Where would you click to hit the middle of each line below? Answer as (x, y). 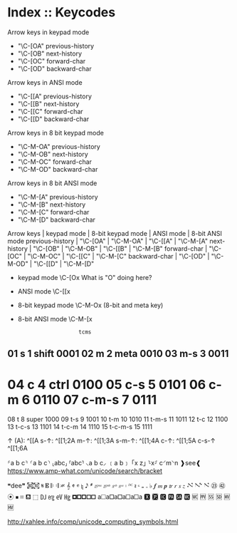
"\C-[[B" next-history (48, 103)
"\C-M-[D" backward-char (57, 219)
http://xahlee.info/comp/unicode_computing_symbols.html (93, 522)
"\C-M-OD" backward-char (58, 169)
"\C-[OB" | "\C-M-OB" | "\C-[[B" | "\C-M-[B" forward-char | (120, 248)
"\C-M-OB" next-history (53, 154)
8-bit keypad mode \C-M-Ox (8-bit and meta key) (90, 305)
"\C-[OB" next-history (50, 53)
